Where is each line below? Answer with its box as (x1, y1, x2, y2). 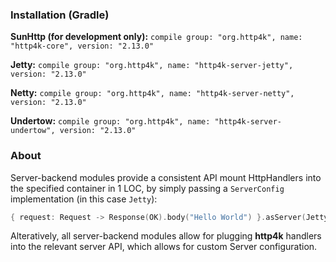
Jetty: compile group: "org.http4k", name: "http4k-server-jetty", (10, 59, 294, 71)
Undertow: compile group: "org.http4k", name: (10, 115, 211, 127)
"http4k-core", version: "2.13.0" (10, 41, 155, 52)
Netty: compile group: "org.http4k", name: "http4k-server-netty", (10, 87, 295, 99)
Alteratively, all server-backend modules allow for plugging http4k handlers (10, 230, 322, 242)
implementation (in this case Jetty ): (10, 193, 158, 205)
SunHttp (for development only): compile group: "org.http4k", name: (10, 31, 303, 43)
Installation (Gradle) (10, 8, 110, 22)
